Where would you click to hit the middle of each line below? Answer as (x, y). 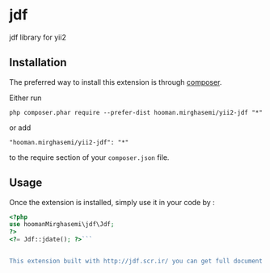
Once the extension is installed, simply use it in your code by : (112, 202)
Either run (25, 98)
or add (20, 128)
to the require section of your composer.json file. (89, 157)
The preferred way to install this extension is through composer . (116, 82)
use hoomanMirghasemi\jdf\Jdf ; (62, 225)
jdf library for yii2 (38, 37)
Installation (38, 63)
